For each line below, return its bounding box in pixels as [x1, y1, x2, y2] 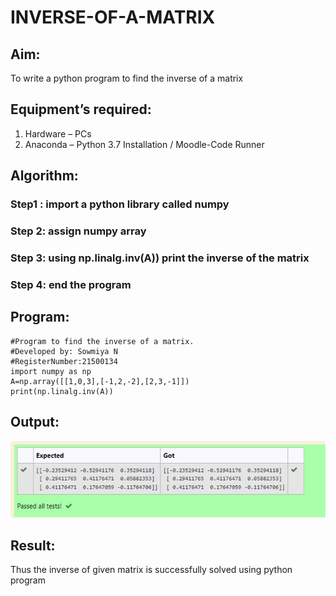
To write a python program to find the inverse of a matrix [10, 72, 244, 84]
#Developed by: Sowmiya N [10, 346, 118, 356]
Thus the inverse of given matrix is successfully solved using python [10, 564, 293, 576]
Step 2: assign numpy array [10, 224, 147, 238]
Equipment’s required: [10, 101, 152, 118]
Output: [10, 414, 60, 431]
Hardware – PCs [24, 127, 92, 140]
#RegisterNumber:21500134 [10, 356, 118, 366]
